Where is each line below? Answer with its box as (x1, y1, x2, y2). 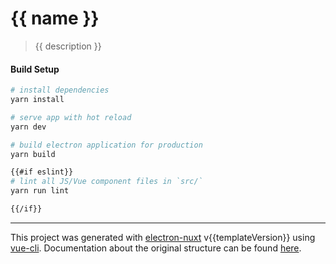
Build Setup (10, 63, 60, 75)
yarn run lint (10, 186, 70, 196)
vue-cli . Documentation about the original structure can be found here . (10, 242, 302, 254)
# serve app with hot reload (10, 112, 132, 122)
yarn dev (10, 122, 47, 132)
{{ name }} (10, 7, 100, 30)
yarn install (10, 95, 65, 105)
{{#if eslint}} (10, 167, 74, 177)
